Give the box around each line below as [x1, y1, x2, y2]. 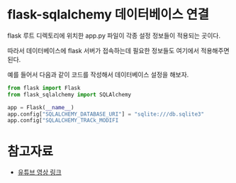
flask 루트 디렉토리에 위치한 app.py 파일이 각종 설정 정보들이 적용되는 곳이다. [7, 31, 221, 40]
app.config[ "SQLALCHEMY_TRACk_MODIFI [7, 117, 119, 124]
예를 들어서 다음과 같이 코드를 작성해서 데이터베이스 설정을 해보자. [7, 70, 189, 79]
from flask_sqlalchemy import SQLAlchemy [7, 91, 132, 98]
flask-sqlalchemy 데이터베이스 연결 [7, 6, 210, 23]
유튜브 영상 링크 [17, 168, 62, 177]
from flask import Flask [7, 84, 81, 91]
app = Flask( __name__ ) [7, 104, 74, 111]
